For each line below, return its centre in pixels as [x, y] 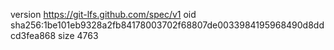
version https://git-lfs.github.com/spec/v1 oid [103, 14]
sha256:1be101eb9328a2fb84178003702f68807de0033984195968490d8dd [167, 25]
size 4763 [78, 35]
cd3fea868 [33, 35]
